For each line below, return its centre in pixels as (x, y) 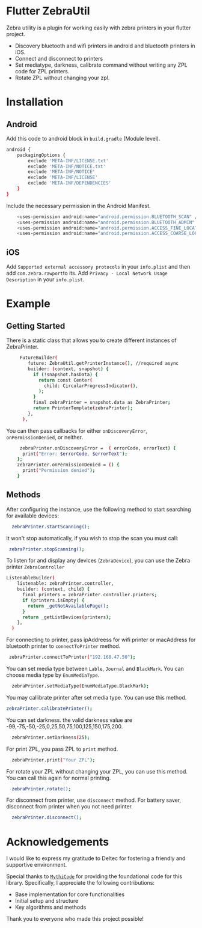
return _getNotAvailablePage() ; (69, 606)
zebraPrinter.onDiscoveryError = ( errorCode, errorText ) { (98, 448)
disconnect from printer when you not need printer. (70, 807)
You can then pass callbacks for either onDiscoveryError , (77, 430)
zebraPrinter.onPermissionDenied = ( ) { (68, 465)
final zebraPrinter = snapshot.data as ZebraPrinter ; (102, 403)
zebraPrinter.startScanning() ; (51, 527)
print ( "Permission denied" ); (59, 471)
